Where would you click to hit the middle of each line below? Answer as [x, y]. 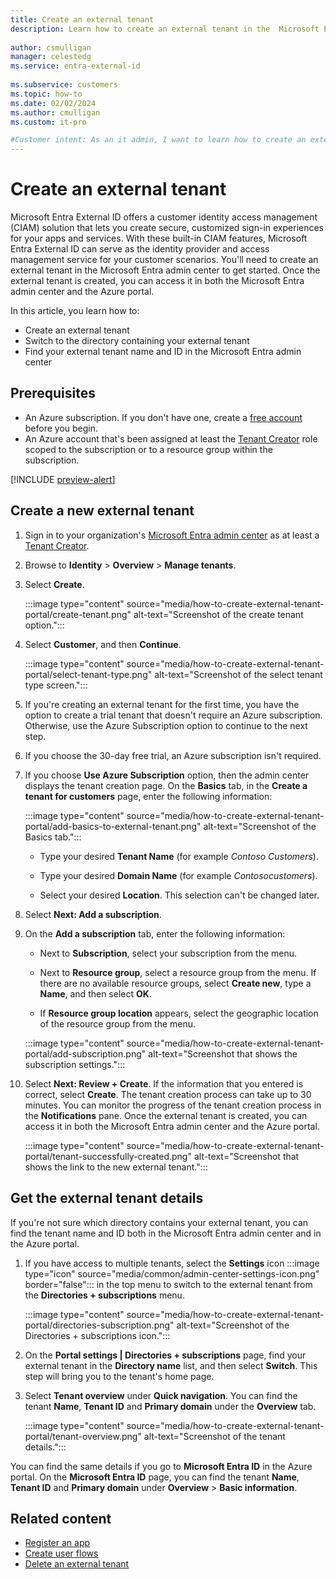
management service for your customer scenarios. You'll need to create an [164, 260]
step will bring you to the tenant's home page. [119, 1376]
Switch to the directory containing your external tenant [137, 341]
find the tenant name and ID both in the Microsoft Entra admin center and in [166, 1233]
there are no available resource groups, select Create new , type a [175, 983]
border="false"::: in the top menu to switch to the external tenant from [168, 1284]
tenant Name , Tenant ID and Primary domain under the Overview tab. [170, 1406]
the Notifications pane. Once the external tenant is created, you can [166, 1115]
